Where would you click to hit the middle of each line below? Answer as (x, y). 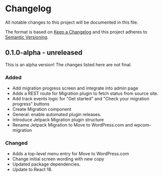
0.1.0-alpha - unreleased (44, 53)
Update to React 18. (32, 170)
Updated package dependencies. (46, 164)
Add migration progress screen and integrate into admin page (75, 88)
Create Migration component (42, 109)
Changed (17, 143)
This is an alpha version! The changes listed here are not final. (69, 64)
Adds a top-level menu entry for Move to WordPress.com (71, 154)
